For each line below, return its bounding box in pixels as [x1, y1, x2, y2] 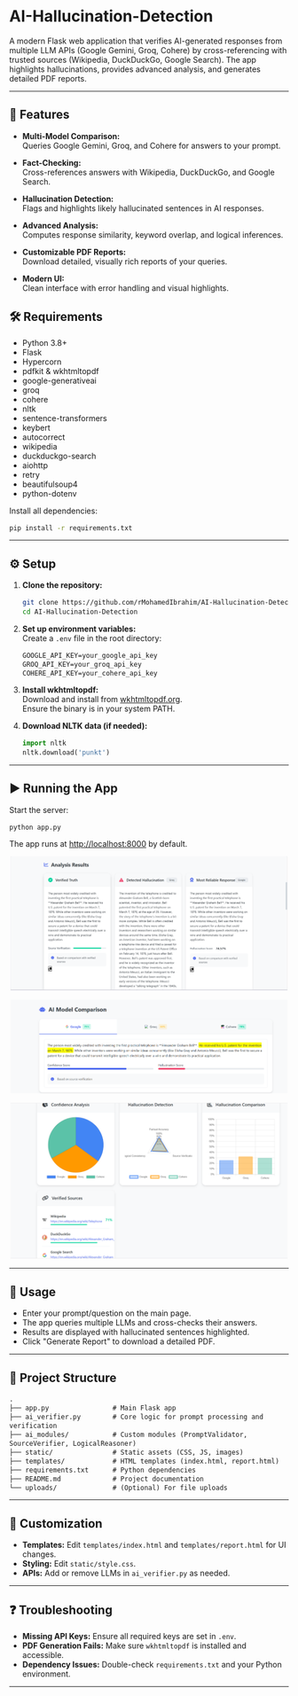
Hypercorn [21, 356, 62, 367]
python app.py [9, 823, 62, 832]
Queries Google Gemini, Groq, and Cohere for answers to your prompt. [21, 140, 281, 151]
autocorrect [21, 432, 66, 442]
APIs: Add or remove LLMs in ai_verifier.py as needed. [21, 1567, 231, 1578]
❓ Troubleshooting [9, 1603, 113, 1618]
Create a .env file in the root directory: [21, 633, 162, 644]
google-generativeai [21, 375, 98, 386]
